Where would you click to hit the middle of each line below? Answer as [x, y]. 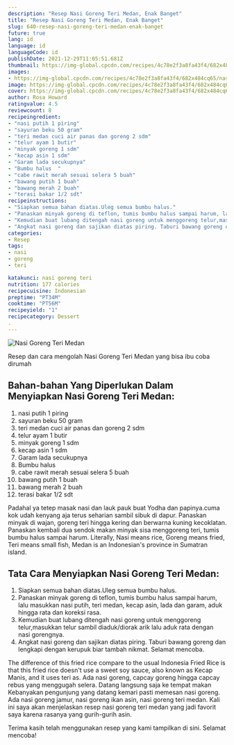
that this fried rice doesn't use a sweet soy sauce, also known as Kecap [110, 670]
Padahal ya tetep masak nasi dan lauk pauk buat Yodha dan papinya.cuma [114, 508]
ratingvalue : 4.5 [33, 104]
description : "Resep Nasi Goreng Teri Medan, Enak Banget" [95, 14]
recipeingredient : [34, 117]
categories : [25, 233]
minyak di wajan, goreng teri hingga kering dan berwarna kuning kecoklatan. [117, 522]
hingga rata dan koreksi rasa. [59, 612]
